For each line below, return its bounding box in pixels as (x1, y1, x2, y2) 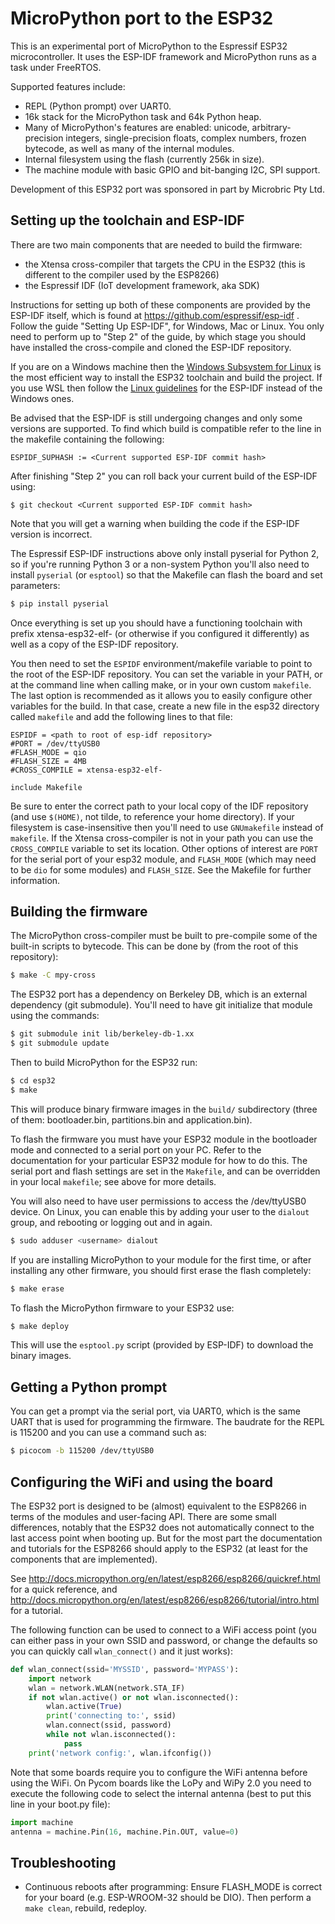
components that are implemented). (10, 1553, 158, 1565)
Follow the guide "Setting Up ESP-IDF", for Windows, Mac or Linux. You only (10, 320, 325, 332)
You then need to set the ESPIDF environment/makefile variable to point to (10, 657, 313, 669)
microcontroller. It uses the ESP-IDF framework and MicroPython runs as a (10, 50, 317, 62)
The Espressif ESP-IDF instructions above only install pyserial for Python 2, (10, 547, 320, 559)
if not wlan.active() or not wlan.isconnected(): (28, 1692, 240, 1702)
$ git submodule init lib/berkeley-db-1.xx (10, 1029, 195, 1039)
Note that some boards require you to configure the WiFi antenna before (10, 1766, 308, 1778)
